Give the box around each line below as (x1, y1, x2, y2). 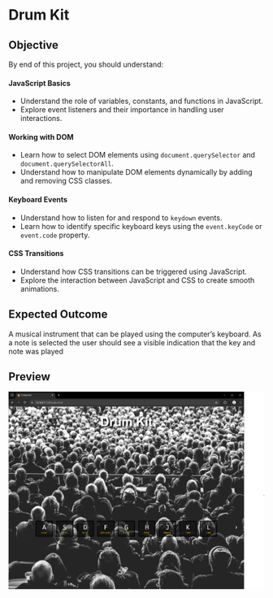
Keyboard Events (8, 195, 67, 204)
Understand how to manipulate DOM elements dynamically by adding (19, 167, 253, 177)
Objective (8, 38, 59, 52)
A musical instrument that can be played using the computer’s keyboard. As (8, 329, 262, 339)
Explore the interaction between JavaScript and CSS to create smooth (19, 275, 255, 285)
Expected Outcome (8, 307, 108, 322)
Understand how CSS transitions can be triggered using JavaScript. (19, 266, 248, 276)
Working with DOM (8, 132, 74, 141)
